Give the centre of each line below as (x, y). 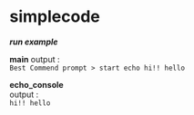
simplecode (55, 17)
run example (34, 42)
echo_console (36, 84)
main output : (35, 59)
